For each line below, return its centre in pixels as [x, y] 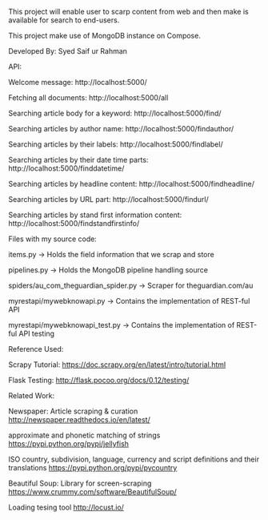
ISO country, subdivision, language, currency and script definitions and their [134, 459]
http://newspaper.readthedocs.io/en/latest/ [79, 419]
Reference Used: [36, 349]
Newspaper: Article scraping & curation [73, 411]
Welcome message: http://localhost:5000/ [78, 82]
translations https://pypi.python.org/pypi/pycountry [93, 468]
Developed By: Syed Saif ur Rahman [68, 51]
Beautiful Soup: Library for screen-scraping [80, 483]
